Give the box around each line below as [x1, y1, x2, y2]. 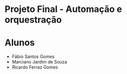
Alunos [4, 37, 35, 48]
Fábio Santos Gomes [11, 53, 55, 59]
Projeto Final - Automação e [4, 3, 123, 15]
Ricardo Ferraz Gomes [11, 64, 58, 70]
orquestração [4, 14, 62, 25]
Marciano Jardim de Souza [11, 59, 68, 65]
